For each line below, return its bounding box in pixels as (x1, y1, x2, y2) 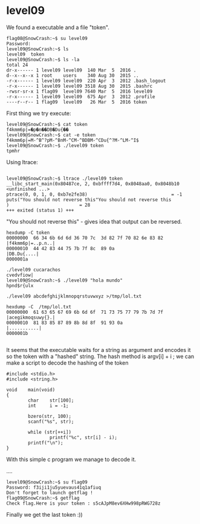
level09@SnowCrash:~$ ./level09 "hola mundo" (6, 277, 123, 284)
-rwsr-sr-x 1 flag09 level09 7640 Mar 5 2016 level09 (6, 88, 153, 95)
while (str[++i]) (28, 429, 71, 435)
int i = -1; (28, 402, 69, 409)
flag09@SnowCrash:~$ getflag (6, 495, 80, 501)
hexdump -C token (6, 230, 50, 236)
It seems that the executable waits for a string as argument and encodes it (6, 346, 192, 353)
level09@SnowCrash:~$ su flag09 (6, 479, 88, 485)
